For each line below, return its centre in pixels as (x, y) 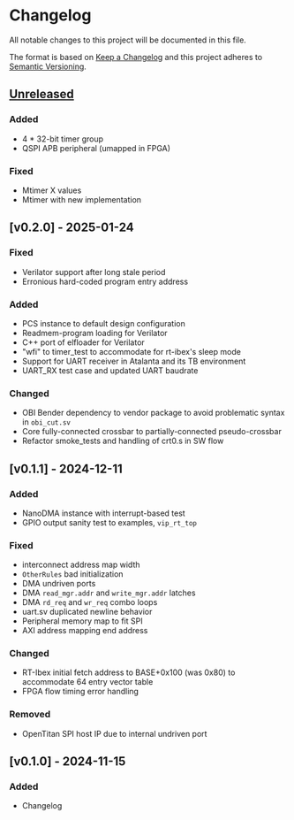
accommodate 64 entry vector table (87, 682)
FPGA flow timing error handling (80, 692)
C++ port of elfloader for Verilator (83, 342)
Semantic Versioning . (48, 66)
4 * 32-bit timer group (63, 139)
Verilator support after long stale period (94, 272)
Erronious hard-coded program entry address (105, 281)
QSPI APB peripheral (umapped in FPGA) (96, 148)
